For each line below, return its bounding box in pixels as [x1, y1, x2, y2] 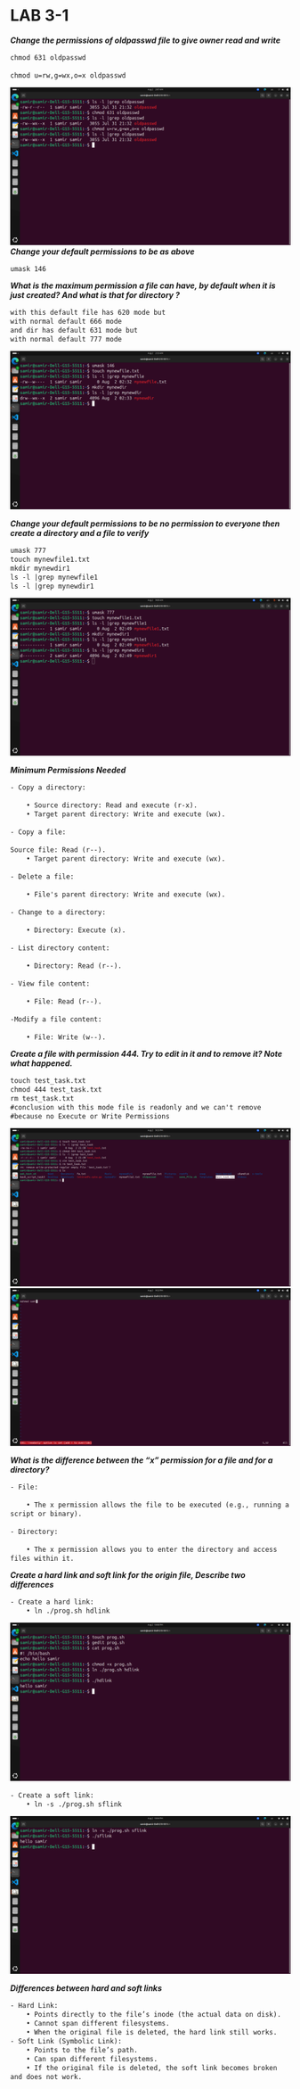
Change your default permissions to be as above [10, 246, 195, 257]
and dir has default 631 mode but [10, 326, 139, 335]
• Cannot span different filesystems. [26, 2019, 170, 2028]
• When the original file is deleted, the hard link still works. [26, 2028, 278, 2037]
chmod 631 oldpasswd [10, 53, 87, 62]
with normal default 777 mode [10, 335, 123, 344]
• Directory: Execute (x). [26, 926, 126, 935]
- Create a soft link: [10, 1790, 94, 1800]
